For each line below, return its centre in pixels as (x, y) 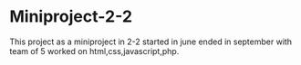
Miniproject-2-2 (71, 17)
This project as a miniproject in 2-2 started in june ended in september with (151, 42)
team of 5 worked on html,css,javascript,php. (94, 51)
